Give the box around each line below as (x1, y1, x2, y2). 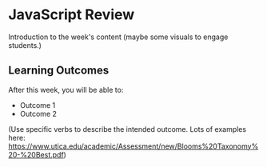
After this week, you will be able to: (8, 85, 124, 94)
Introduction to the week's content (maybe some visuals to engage (8, 32, 229, 42)
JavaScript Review (8, 6, 135, 24)
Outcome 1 (19, 100, 56, 109)
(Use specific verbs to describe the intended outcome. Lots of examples (8, 124, 246, 133)
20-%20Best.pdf (8, 149, 64, 159)
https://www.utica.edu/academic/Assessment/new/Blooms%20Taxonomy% (8, 141, 259, 151)
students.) (8, 40, 42, 50)
